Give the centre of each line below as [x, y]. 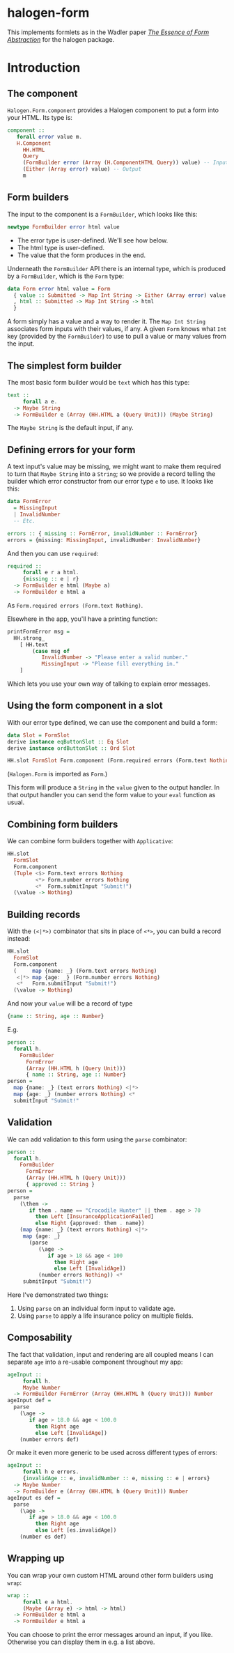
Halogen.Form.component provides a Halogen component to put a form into [113, 110]
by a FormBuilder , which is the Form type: [65, 276]
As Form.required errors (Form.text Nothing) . [75, 605]
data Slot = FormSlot [39, 735]
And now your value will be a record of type [70, 1004]
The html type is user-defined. [61, 247]
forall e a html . [48, 1602]
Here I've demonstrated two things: [58, 1295]
